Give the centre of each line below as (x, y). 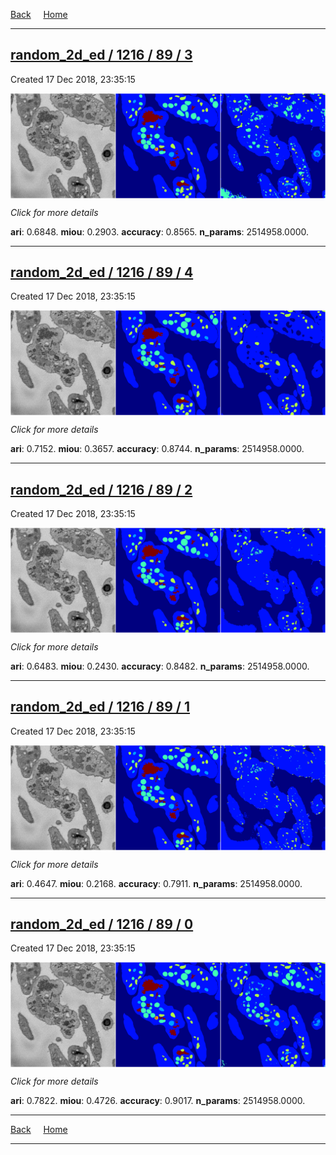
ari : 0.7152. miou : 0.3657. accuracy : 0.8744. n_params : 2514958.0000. (157, 449)
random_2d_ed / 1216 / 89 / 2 (101, 489)
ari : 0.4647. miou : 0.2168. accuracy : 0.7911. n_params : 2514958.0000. (156, 883)
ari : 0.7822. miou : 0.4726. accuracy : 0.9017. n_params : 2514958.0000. (158, 1101)
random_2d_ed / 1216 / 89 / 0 (102, 924)
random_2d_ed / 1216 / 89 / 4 (102, 272)
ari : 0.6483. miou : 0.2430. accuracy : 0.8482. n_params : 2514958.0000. (160, 666)
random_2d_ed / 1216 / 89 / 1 (100, 707)
